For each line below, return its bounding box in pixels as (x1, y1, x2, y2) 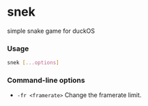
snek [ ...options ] (7, 59, 59, 66)
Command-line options (7, 76, 85, 85)
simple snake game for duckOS (7, 27, 95, 35)
